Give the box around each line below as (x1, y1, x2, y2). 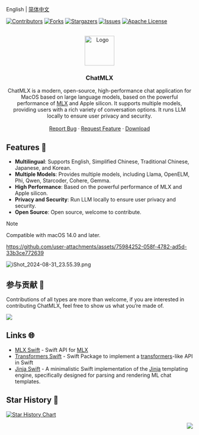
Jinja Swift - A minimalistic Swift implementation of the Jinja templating (14, 365, 188, 372)
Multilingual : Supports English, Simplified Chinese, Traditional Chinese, (14, 158, 190, 165)
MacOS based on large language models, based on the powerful (20, 93, 179, 100)
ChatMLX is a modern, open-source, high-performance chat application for (8, 87, 191, 94)
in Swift (14, 359, 34, 366)
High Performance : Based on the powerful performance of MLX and (14, 184, 182, 191)
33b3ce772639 (6, 250, 44, 257)
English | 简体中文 (6, 6, 50, 12)
